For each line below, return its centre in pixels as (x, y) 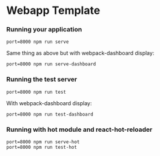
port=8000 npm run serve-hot (43, 142)
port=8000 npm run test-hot (42, 148)
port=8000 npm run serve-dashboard (51, 64)
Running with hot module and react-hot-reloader (79, 129)
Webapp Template (53, 11)
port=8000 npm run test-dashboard (50, 114)
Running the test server (42, 79)
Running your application (44, 30)
